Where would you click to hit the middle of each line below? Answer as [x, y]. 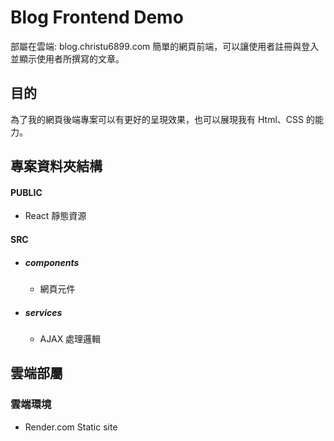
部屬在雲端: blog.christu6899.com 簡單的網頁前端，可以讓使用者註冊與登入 [165, 46]
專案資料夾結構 [56, 166]
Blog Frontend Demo [97, 17]
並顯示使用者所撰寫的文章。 [67, 58]
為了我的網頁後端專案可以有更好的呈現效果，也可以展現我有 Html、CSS [157, 119]
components [52, 262]
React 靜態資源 [55, 216]
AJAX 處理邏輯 [70, 338]
